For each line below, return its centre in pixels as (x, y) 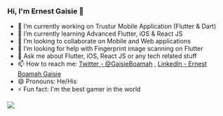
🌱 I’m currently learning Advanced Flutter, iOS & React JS (100, 34)
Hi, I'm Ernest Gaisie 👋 (46, 11)
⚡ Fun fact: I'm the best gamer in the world (79, 89)
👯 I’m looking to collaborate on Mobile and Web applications (104, 41)
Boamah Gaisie (39, 74)
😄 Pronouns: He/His (47, 81)
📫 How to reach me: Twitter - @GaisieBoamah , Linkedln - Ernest (112, 64)
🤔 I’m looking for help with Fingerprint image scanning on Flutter (110, 49)
